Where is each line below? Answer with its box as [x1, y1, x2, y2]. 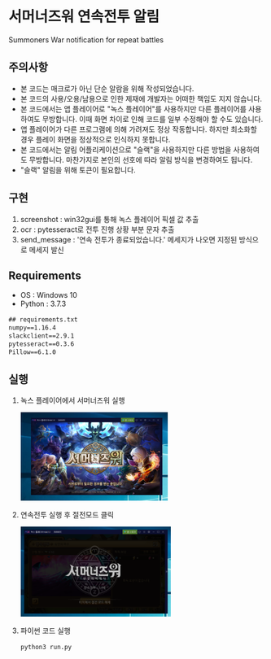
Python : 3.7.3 [20, 299, 67, 309]
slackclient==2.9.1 [8, 332, 75, 340]
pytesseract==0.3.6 [8, 340, 75, 348]
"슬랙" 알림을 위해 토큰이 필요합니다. [20, 164, 136, 175]
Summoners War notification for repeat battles [8, 34, 164, 45]
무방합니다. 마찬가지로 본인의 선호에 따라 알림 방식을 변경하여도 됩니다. [28, 155, 253, 164]
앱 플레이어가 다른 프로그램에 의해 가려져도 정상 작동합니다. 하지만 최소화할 [20, 124, 258, 134]
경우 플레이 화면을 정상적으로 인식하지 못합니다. [20, 134, 171, 144]
